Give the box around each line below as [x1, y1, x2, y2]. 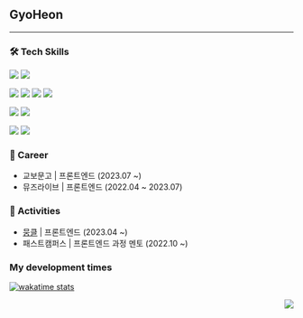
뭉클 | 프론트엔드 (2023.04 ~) [22, 226, 128, 238]
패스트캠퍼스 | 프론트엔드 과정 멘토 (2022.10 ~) [22, 238, 188, 248]
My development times [9, 261, 113, 274]
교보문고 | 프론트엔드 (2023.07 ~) [22, 171, 142, 182]
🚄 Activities [9, 205, 61, 218]
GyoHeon [9, 7, 64, 23]
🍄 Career [9, 149, 49, 162]
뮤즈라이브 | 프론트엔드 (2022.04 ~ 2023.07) [22, 182, 183, 192]
